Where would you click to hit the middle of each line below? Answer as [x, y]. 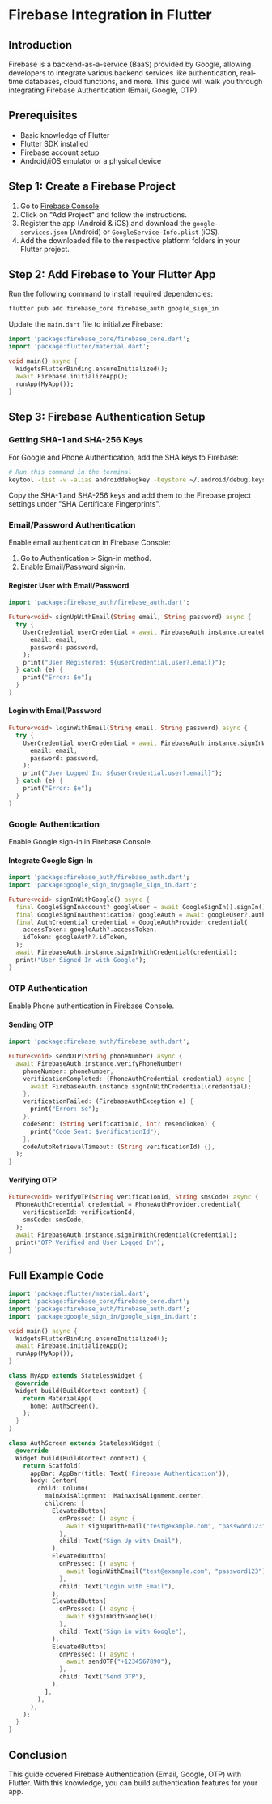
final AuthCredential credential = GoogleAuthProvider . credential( [132, 922]
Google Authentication [54, 824]
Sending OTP [31, 1024]
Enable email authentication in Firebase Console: [90, 543]
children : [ [64, 1504]
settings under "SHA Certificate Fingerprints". [85, 503]
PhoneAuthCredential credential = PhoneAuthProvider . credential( [128, 1205]
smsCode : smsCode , [54, 1220]
